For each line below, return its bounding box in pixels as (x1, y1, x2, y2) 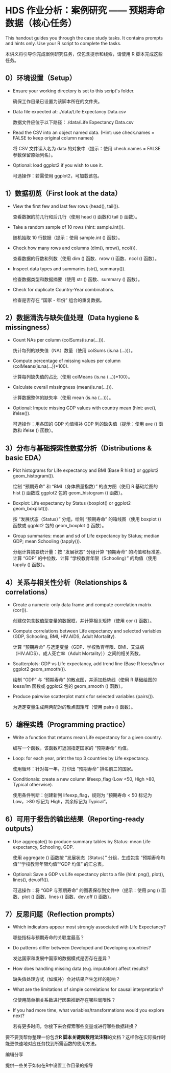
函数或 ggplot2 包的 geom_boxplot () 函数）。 (12, 523, 107, 529)
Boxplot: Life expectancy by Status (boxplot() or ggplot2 (12, 500, 131, 506)
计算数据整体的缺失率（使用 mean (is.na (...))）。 (12, 394, 114, 401)
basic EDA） (5, 453, 45, 462)
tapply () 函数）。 (12, 562, 47, 568)
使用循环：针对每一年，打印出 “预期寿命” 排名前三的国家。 (12, 765, 136, 772)
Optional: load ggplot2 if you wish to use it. (12, 162, 103, 168)
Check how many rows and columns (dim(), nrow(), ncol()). (12, 245, 137, 251)
